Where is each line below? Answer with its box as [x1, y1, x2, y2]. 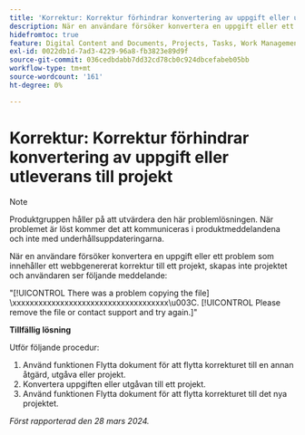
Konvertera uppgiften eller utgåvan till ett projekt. [22, 378, 206, 390]
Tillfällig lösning [9, 324, 71, 335]
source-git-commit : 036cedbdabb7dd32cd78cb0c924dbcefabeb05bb [9, 55, 250, 64]
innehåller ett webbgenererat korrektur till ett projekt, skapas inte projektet [9, 260, 288, 271]
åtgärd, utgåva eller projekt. [22, 369, 126, 380]
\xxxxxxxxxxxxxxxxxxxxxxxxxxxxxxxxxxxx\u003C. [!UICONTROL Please [9, 296, 281, 308]
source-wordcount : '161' [9, 72, 103, 82]
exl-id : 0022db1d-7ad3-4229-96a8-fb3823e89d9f [9, 47, 189, 56]
